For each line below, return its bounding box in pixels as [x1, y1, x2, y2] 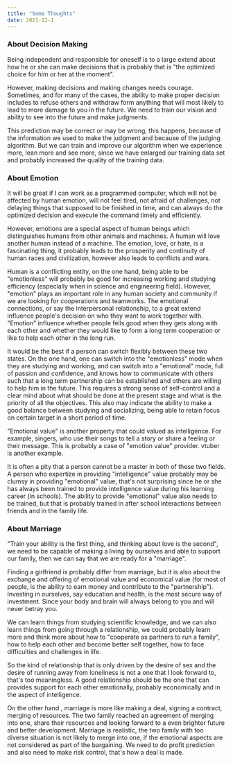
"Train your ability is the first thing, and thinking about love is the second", [7, 540, 218, 548]
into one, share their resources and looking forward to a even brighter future [7, 719, 225, 727]
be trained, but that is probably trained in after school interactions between [7, 499, 221, 508]
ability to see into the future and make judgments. [7, 112, 149, 121]
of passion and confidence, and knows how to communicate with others [7, 369, 214, 378]
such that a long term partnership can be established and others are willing [7, 377, 222, 385]
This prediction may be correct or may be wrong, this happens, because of [7, 126, 221, 135]
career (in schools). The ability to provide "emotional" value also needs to [7, 492, 217, 500]
